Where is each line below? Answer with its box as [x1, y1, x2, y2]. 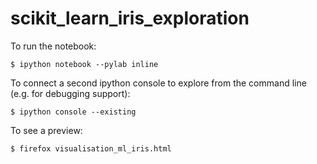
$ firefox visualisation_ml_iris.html [10, 143, 172, 154]
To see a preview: [10, 124, 83, 136]
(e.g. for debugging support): [10, 87, 131, 99]
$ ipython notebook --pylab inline [10, 59, 159, 69]
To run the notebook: [10, 40, 97, 52]
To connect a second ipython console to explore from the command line [10, 77, 307, 89]
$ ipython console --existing [10, 107, 137, 117]
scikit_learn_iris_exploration [10, 7, 250, 30]
